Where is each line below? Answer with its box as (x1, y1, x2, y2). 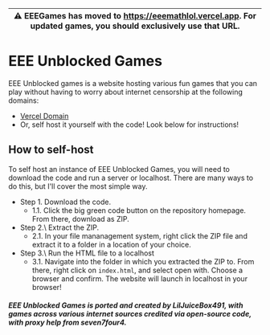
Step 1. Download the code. (19, 197, 111, 206)
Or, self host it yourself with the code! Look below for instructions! (19, 120, 239, 129)
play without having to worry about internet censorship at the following (8, 87, 243, 96)
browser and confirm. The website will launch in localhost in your (31, 273, 247, 284)
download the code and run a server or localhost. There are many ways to (8, 173, 254, 182)
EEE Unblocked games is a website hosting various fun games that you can (8, 78, 258, 88)
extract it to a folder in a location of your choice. (31, 239, 191, 249)
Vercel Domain (19, 111, 69, 121)
